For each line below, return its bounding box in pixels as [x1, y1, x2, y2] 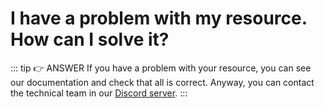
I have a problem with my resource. [10, 7, 308, 30]
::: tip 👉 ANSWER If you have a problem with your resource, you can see [10, 62, 312, 74]
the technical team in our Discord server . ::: [10, 87, 188, 99]
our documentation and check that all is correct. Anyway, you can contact [10, 76, 315, 88]
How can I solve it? [10, 28, 170, 51]
